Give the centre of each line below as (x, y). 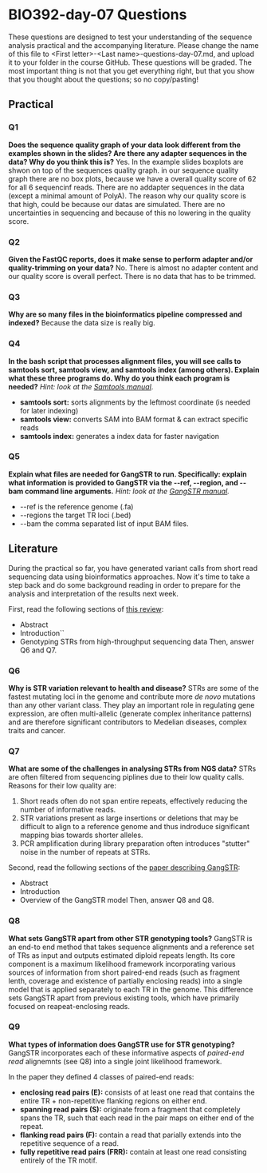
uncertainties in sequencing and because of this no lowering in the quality (130, 213)
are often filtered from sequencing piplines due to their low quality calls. (126, 777)
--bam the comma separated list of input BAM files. (104, 523)
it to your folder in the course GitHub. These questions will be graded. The (130, 62)
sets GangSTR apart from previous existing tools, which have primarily (124, 998)
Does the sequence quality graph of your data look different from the (125, 145)
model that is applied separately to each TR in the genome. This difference (131, 989)
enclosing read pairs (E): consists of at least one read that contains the (137, 1092)
